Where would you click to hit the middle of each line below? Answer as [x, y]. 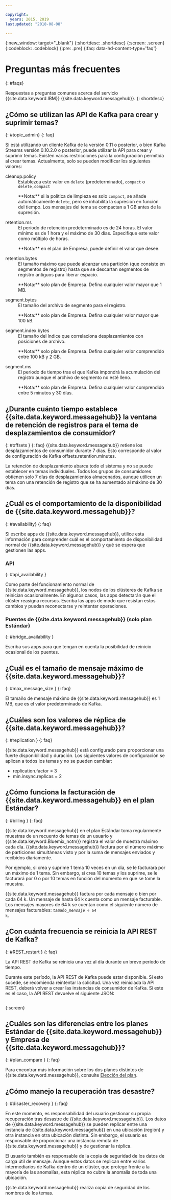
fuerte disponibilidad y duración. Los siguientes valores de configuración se [85, 755]
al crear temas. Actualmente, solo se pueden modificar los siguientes [78, 161]
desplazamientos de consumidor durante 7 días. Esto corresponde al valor [83, 451]
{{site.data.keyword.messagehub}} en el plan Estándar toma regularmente [83, 830]
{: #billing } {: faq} [24, 820]
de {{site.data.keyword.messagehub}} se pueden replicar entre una [76, 1124]
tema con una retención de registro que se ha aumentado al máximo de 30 [84, 482]
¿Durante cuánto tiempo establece [62, 409]
